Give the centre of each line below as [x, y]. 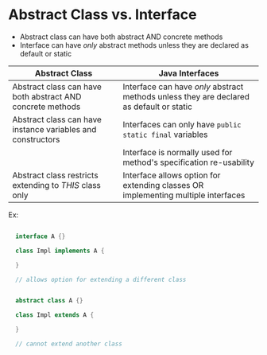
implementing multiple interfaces [184, 195]
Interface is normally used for [178, 152]
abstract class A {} [49, 301]
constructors [36, 139]
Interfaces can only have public [182, 124]
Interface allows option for [172, 175]
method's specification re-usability [188, 162]
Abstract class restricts [55, 175]
